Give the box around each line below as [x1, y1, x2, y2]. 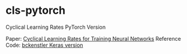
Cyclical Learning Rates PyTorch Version [5, 23, 106, 31]
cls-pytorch [5, 4, 66, 17]
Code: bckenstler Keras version [5, 41, 83, 49]
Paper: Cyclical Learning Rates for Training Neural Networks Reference [5, 35, 181, 42]
